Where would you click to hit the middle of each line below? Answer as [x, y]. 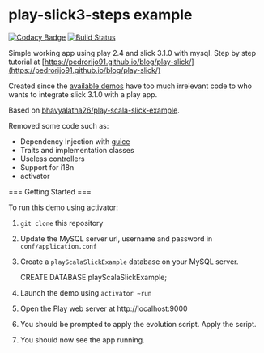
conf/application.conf [58, 246]
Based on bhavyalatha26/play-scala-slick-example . [94, 110]
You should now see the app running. [82, 340]
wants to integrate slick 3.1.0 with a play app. [83, 94]
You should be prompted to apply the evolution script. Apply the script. [138, 324]
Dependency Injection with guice [75, 141]
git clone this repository [62, 223]
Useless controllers [52, 159]
